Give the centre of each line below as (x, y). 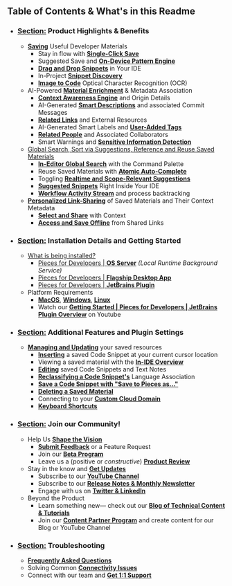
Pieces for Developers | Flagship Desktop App (105, 277)
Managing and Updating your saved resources (95, 347)
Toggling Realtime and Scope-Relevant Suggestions (114, 178)
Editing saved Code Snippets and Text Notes (102, 369)
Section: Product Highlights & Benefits (83, 31)
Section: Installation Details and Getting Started (99, 240)
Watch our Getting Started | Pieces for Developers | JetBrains (128, 306)
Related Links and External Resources (92, 120)
